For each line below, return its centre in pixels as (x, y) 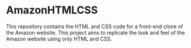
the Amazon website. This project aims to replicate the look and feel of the (95, 32)
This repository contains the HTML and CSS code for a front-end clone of (95, 26)
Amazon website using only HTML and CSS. (59, 39)
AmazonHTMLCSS (52, 10)
